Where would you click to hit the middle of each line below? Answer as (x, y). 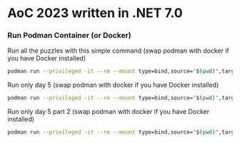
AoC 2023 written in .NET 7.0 (95, 13)
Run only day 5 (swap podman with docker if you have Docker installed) (113, 85)
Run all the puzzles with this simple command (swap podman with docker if (119, 51)
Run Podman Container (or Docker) (69, 36)
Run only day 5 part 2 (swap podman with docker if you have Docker (108, 112)
